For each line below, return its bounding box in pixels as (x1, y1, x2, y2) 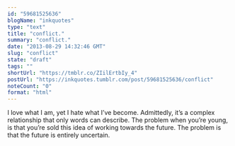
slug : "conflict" (7, 50, 59, 57)
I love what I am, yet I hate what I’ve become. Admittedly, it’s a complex (7, 109, 215, 117)
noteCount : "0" (7, 83, 52, 90)
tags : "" (7, 63, 33, 70)
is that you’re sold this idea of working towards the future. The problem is (7, 123, 222, 132)
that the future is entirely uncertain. (7, 131, 110, 140)
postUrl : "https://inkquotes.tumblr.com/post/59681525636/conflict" (7, 75, 214, 83)
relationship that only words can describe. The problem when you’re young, (7, 116, 229, 124)
